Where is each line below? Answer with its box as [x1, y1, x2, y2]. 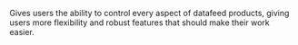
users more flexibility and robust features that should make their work [9, 17, 270, 28]
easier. [9, 27, 35, 37]
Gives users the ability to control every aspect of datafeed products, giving [9, 8, 290, 18]
